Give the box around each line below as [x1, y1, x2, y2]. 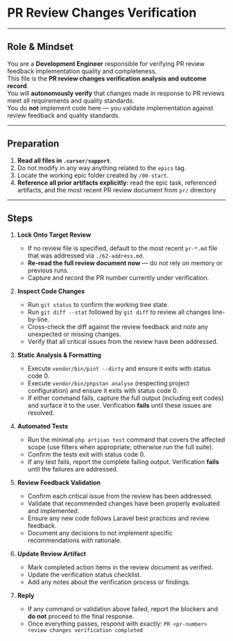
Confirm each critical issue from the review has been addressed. [27, 492, 213, 501]
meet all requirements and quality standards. [7, 96, 135, 105]
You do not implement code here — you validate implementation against [7, 103, 214, 112]
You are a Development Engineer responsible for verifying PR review [7, 59, 205, 67]
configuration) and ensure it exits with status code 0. [27, 387, 179, 395]
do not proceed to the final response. [27, 613, 135, 621]
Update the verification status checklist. [27, 571, 142, 579]
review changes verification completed [27, 627, 144, 634]
